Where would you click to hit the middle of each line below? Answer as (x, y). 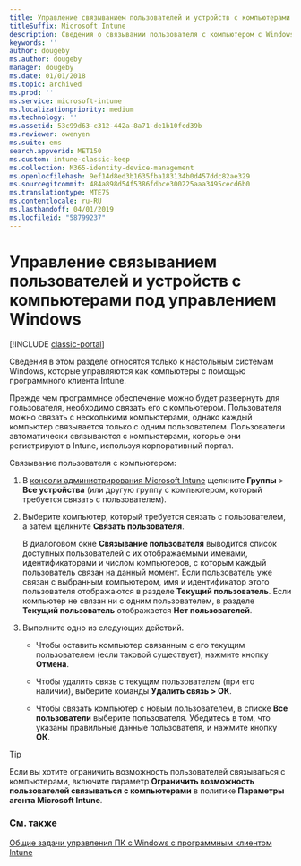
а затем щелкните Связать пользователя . (103, 526)
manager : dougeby (42, 68)
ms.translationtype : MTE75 (60, 193)
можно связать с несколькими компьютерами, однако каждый (131, 417)
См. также (33, 823)
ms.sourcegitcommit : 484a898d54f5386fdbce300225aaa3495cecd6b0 (130, 185)
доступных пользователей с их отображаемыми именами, (135, 553)
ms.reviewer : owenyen (50, 134)
